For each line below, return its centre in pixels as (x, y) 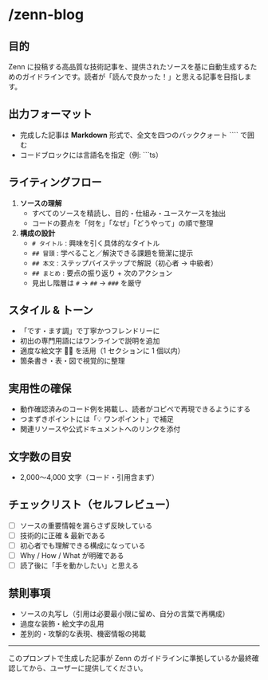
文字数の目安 (40, 456)
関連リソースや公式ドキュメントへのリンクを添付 (100, 429)
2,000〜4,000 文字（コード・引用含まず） (89, 478)
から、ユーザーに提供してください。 (88, 668)
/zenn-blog (46, 15)
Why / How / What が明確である (72, 556)
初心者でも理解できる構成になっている (83, 545)
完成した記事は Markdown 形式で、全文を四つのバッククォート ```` (129, 135)
